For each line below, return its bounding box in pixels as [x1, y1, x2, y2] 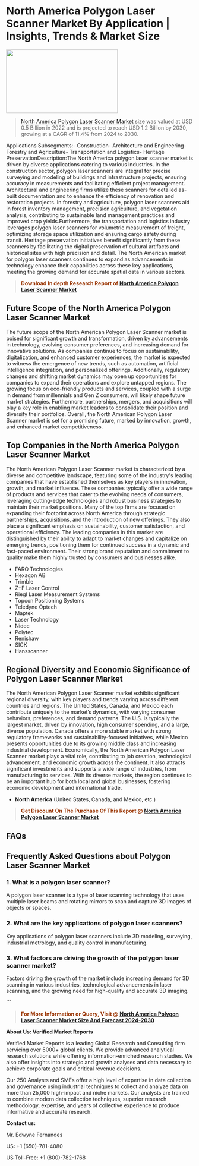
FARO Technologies [14, 565, 64, 572]
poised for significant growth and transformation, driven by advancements [6, 335, 188, 342]
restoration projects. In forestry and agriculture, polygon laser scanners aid [6, 198, 190, 206]
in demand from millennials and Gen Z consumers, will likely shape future [6, 391, 185, 399]
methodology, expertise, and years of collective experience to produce [6, 1102, 180, 1109]
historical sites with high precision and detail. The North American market [6, 249, 186, 256]
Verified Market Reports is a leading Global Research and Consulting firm [6, 1040, 185, 1047]
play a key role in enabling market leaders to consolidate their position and [6, 404, 188, 411]
